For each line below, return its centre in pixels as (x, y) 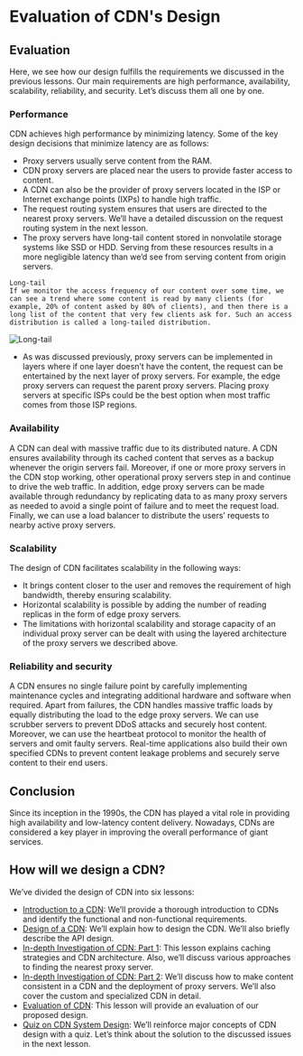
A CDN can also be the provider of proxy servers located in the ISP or (151, 190)
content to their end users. (59, 763)
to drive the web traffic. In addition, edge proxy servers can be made (137, 486)
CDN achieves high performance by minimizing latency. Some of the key (144, 134)
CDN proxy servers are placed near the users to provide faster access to (157, 171)
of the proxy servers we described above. (100, 642)
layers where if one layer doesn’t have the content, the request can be (153, 367)
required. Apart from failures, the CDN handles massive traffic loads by (141, 706)
